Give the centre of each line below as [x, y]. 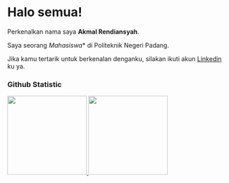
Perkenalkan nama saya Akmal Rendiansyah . [73, 32]
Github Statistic [35, 84]
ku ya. [16, 66]
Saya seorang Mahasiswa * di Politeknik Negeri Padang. [88, 45]
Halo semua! [45, 12]
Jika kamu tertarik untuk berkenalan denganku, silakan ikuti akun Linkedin [114, 59]
